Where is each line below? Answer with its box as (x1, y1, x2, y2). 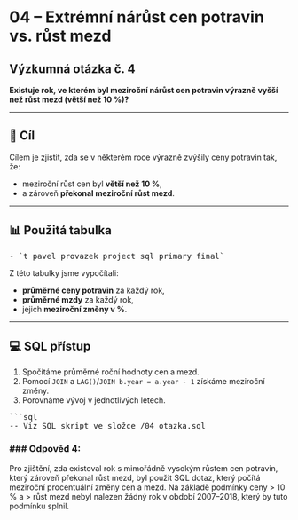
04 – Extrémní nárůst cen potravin (9, 7, 264, 28)
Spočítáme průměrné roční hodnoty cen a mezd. (21, 366, 200, 377)
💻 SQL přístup (9, 339, 91, 354)
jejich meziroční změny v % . (21, 303, 128, 314)
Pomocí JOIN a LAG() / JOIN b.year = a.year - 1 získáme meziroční (21, 376, 265, 387)
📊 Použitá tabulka (9, 223, 113, 238)
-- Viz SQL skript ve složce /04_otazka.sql (9, 421, 207, 431)
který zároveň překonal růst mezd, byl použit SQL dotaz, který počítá (9, 472, 261, 483)
